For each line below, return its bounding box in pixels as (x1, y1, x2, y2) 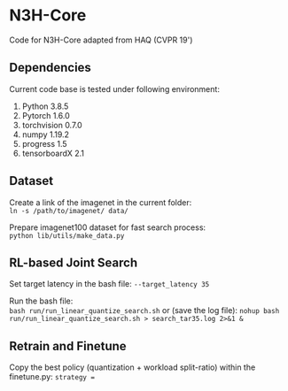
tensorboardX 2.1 (21, 148, 85, 158)
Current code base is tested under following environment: (9, 83, 220, 94)
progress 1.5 (21, 138, 68, 149)
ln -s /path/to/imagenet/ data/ (9, 206, 128, 215)
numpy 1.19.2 (21, 129, 69, 140)
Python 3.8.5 (21, 101, 69, 111)
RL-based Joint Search (9, 255, 138, 270)
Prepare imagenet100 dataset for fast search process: (9, 222, 206, 233)
